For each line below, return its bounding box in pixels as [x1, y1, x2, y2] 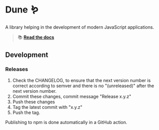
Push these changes [12, 99, 55, 105]
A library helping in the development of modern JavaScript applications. [5, 24, 154, 30]
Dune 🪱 [5, 4, 39, 16]
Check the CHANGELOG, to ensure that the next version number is [12, 77, 151, 83]
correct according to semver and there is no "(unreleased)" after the [12, 83, 154, 89]
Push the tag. [12, 109, 40, 115]
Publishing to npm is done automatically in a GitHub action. [5, 119, 127, 125]
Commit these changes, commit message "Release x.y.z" [12, 93, 132, 99]
